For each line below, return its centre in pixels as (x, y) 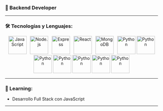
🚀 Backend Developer (31, 8)
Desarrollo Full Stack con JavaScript (48, 99)
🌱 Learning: (19, 88)
